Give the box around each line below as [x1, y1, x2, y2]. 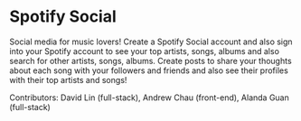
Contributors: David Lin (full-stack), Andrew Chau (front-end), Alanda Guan [9, 92, 289, 103]
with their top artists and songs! [9, 74, 127, 85]
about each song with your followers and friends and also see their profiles [9, 65, 289, 76]
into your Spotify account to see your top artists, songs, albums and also [9, 45, 280, 56]
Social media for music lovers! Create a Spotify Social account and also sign [9, 36, 293, 47]
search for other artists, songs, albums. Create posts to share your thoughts [9, 55, 292, 66]
